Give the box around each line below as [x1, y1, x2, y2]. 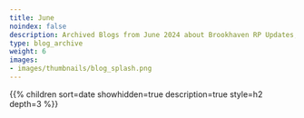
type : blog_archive [9, 38, 83, 48]
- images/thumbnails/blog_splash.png [9, 64, 152, 74]
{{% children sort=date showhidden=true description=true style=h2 [9, 88, 263, 100]
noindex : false [9, 22, 67, 31]
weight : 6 [9, 47, 47, 56]
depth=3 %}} [9, 98, 59, 109]
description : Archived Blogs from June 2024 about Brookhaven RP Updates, [9, 30, 299, 39]
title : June [9, 13, 54, 23]
